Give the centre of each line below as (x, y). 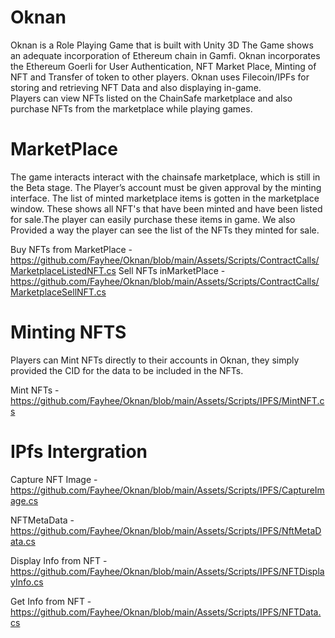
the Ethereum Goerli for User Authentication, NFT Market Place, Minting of (163, 66)
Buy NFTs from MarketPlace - (71, 249)
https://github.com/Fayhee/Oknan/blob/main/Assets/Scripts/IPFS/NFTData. (166, 612)
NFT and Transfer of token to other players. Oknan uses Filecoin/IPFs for (160, 77)
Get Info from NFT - (51, 601)
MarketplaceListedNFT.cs (63, 270)
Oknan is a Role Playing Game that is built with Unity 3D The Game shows (162, 45)
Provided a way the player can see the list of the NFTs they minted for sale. (165, 230)
